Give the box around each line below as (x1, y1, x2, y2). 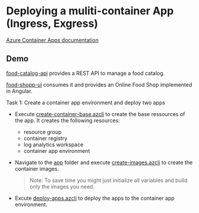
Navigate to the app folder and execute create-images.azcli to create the (14, 159, 193, 166)
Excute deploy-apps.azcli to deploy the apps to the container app (14, 195, 175, 202)
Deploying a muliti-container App (6, 4, 174, 18)
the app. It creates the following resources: (14, 117, 120, 124)
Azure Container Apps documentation (6, 36, 99, 43)
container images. (14, 165, 59, 172)
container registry (23, 134, 68, 142)
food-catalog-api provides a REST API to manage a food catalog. (6, 70, 165, 77)
